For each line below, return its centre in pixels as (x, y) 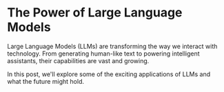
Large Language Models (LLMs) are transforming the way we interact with (112, 46)
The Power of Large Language (95, 13)
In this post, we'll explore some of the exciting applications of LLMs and (109, 74)
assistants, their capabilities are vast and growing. (78, 60)
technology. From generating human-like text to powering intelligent (103, 54)
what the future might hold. (46, 81)
